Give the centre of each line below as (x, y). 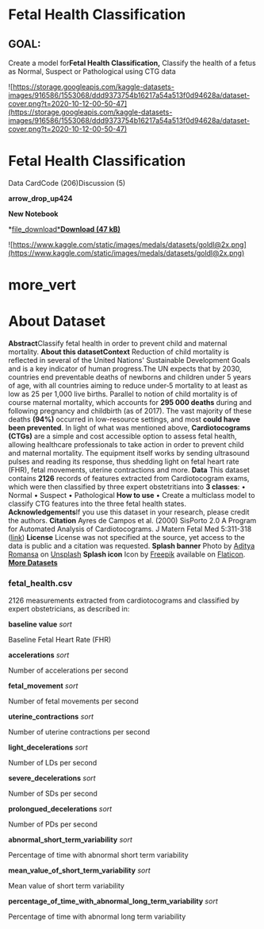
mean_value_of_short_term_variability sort (79, 870)
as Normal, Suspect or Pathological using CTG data (92, 71)
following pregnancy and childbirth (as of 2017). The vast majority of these (130, 411)
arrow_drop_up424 (40, 198)
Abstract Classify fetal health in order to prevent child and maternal (118, 344)
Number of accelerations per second (68, 671)
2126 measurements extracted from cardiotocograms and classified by (124, 600)
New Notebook (33, 214)
